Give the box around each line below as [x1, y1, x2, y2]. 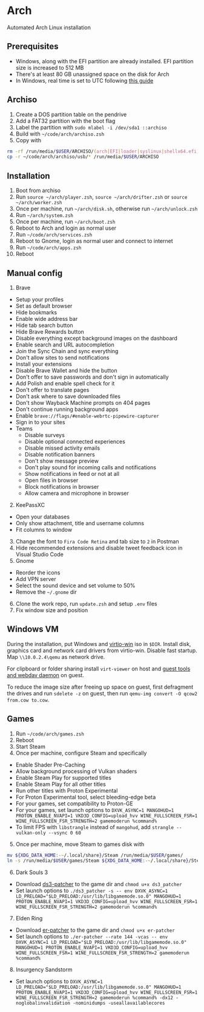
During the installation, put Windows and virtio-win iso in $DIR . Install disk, [7, 640, 191, 647]
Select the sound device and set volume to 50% [15, 582, 136, 589]
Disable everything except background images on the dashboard [15, 334, 178, 342]
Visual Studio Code [15, 551, 64, 558]
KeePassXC [15, 501, 45, 508]
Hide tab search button [15, 322, 73, 329]
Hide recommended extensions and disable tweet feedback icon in [15, 544, 183, 551]
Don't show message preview [24, 457, 99, 464]
